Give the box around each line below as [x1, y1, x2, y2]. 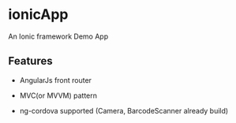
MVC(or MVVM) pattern [19, 91, 97, 100]
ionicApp [8, 6, 69, 24]
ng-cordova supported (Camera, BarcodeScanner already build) [19, 106, 229, 115]
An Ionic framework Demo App [8, 32, 109, 41]
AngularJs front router [19, 75, 92, 84]
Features [8, 54, 53, 68]
